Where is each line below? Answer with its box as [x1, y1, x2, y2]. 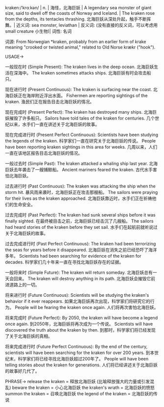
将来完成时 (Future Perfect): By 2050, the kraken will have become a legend [5, 315, 158, 320]
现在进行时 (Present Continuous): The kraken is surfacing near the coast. [5, 87, 152, 92]
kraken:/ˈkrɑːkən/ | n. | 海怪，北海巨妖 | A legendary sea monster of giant [5, 5, 152, 10]
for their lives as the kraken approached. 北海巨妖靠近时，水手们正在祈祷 [5, 195, 152, 201]
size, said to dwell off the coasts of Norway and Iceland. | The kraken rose [5, 10, 155, 16]
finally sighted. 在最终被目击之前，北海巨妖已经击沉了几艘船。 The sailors [5, 218, 154, 224]
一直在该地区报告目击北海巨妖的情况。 [5, 150, 82, 156]
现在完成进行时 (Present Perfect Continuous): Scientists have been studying [5, 132, 158, 138]
